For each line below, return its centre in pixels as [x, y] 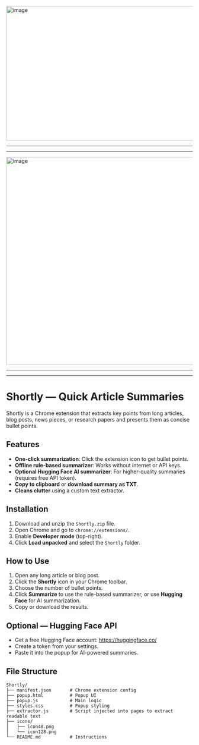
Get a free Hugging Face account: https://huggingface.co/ [86, 640]
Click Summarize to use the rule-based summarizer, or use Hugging [98, 595]
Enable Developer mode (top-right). [59, 536]
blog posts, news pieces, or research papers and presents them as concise [98, 419]
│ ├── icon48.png [30, 727]
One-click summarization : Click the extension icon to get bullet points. [102, 459]
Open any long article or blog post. [57, 576]
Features [23, 444]
